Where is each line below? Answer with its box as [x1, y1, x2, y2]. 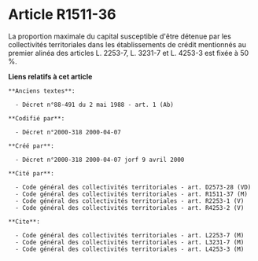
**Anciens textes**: [8, 86, 76, 95]
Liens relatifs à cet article [8, 72, 93, 81]
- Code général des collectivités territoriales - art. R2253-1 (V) [15, 197, 245, 205]
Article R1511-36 [8, 6, 116, 24]
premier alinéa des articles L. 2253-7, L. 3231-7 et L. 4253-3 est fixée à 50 [8, 48, 249, 57]
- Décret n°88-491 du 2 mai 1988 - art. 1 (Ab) [15, 101, 175, 108]
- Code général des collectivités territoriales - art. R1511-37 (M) [15, 190, 248, 198]
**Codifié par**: [8, 114, 65, 123]
